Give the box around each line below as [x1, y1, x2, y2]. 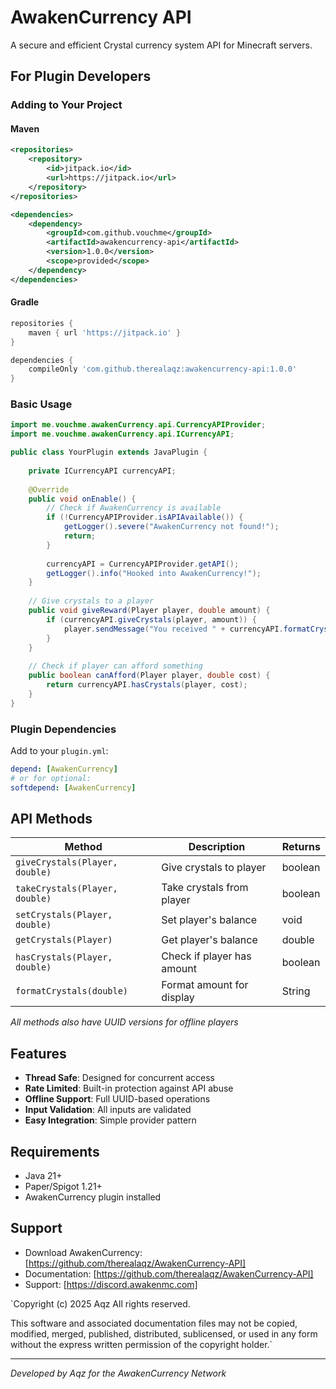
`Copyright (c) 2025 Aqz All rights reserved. [10, 1297, 191, 1310]
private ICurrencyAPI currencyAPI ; [28, 466, 177, 476]
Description [188, 840, 246, 854]
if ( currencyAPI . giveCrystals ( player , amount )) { [46, 614, 257, 625]
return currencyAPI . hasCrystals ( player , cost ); [46, 680, 248, 690]
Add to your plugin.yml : [10, 745, 109, 756]
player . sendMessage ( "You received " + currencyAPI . [63, 624, 284, 634]
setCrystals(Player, [15, 909, 113, 921]
